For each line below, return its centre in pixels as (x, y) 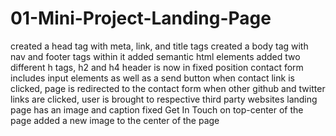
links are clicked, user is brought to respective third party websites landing (164, 99)
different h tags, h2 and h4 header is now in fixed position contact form (157, 67)
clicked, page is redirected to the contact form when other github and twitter (168, 88)
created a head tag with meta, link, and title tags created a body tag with (159, 46)
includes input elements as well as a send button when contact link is (152, 78)
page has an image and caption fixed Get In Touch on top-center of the (157, 109)
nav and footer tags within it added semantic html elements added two (155, 56)
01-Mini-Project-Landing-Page (141, 18)
